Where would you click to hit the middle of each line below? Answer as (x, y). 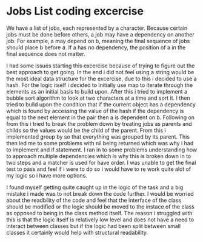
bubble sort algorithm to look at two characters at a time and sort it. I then (98, 98)
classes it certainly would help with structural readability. (77, 232)
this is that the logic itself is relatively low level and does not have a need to (100, 220)
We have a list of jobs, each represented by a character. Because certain (97, 28)
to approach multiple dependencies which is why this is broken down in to (99, 156)
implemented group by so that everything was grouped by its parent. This (98, 137)
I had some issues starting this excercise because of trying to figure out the (101, 66)
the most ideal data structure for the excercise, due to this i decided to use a (101, 78)
